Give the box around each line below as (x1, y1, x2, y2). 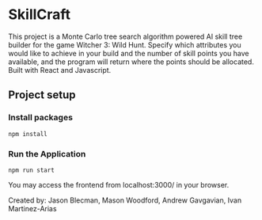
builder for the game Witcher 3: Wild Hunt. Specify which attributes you (8, 40, 241, 49)
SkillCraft (8, 6, 71, 24)
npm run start (8, 166, 55, 174)
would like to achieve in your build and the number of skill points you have (8, 48, 249, 58)
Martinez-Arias (8, 203, 57, 213)
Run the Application (8, 148, 86, 159)
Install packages (8, 112, 74, 123)
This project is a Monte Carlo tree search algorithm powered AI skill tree (8, 32, 243, 41)
